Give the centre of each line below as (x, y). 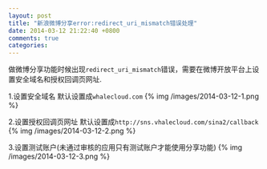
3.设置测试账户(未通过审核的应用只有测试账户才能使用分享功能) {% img (125, 147)
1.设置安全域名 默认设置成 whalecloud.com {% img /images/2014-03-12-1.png (133, 96)
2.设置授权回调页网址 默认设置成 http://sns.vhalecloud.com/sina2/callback (133, 122)
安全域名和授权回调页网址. (59, 79)
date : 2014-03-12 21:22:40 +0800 (64, 30)
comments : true (34, 38)
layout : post (30, 16)
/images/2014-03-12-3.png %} (59, 156)
